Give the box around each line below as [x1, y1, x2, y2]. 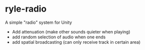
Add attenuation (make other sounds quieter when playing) [12, 29, 130, 34]
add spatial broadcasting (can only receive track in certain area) [12, 39, 141, 45]
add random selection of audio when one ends [12, 34, 106, 40]
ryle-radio [5, 3, 47, 15]
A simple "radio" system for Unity [5, 19, 72, 25]
